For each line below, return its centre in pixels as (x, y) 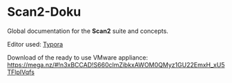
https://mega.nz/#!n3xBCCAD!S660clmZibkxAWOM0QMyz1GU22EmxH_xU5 (116, 64)
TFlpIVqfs (21, 72)
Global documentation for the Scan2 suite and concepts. (88, 31)
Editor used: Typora (35, 44)
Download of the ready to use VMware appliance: (78, 57)
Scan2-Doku (44, 12)
